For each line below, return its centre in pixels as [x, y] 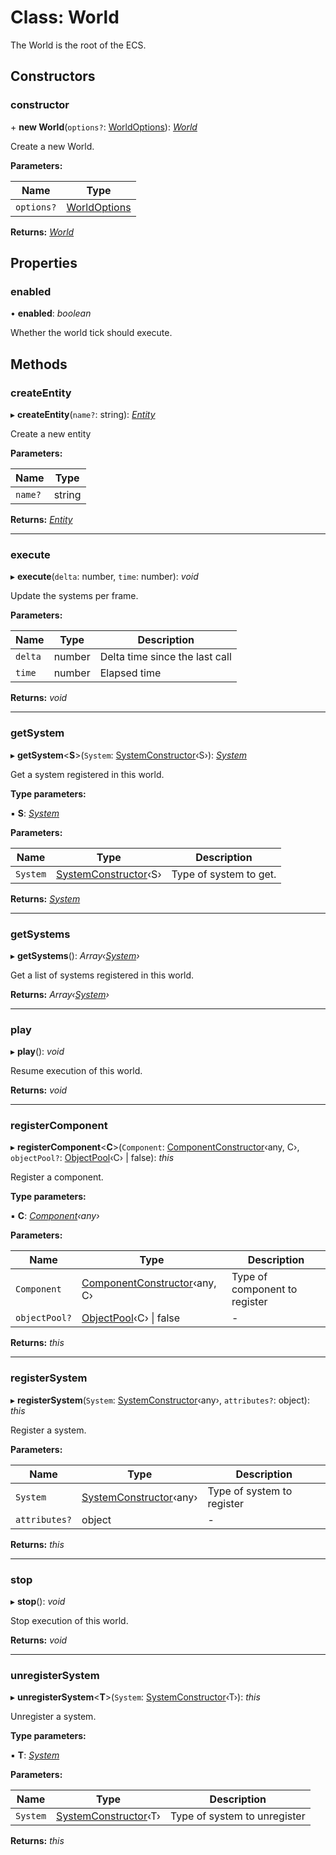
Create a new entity [51, 434]
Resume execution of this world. [76, 1071]
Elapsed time [130, 673]
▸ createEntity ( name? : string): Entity [83, 414]
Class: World [65, 17]
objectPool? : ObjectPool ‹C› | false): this [92, 1158]
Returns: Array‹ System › [60, 994]
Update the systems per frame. [74, 596]
